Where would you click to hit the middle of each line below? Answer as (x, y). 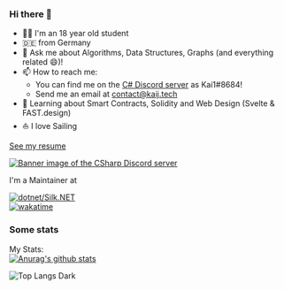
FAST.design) (46, 113)
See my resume (38, 146)
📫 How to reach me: (60, 72)
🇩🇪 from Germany (56, 42)
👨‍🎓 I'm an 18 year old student (75, 34)
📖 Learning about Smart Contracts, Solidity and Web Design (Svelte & (149, 103)
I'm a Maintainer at (43, 180)
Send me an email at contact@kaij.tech (106, 94)
